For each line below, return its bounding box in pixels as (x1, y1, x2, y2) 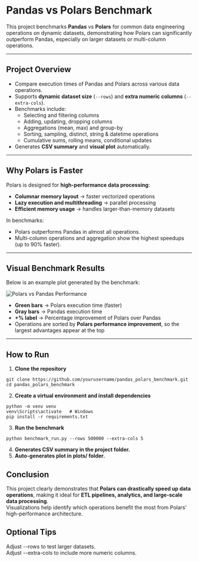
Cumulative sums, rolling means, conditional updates (23, 136, 152, 143)
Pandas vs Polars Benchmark (6, 4, 152, 17)
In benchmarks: (6, 217, 44, 224)
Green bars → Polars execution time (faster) (14, 302, 123, 309)
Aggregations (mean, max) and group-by (23, 124, 123, 131)
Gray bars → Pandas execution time (14, 308, 103, 315)
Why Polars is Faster (6, 166, 84, 176)
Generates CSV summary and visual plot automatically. (14, 143, 151, 150)
